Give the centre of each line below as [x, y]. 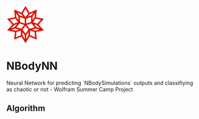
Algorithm [26, 108]
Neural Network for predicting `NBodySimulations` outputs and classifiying [100, 83]
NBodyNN [32, 66]
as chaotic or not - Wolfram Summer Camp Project [70, 89]
